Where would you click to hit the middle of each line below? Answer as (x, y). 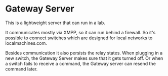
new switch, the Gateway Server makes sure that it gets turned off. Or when (84, 58)
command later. (22, 69)
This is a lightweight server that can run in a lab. (55, 23)
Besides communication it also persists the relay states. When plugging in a (84, 53)
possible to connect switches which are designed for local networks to (79, 38)
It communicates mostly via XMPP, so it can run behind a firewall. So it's (80, 32)
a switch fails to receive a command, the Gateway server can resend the (80, 63)
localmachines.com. (26, 43)
